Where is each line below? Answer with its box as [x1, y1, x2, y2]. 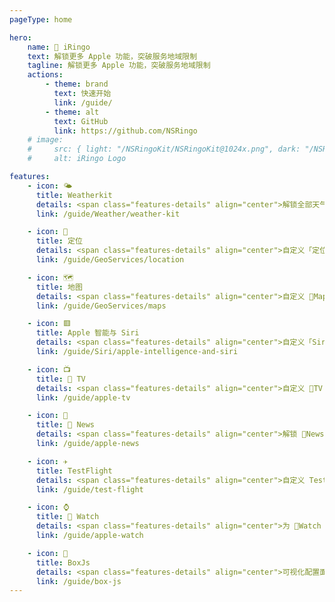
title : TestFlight [35, 466, 113, 476]
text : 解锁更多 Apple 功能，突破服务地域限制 [27, 51, 198, 61]
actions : [27, 70, 64, 80]
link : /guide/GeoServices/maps [35, 301, 167, 311]
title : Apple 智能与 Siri [35, 328, 140, 338]
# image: [27, 135, 64, 145]
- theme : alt [45, 107, 100, 117]
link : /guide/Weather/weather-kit [35, 209, 181, 219]
